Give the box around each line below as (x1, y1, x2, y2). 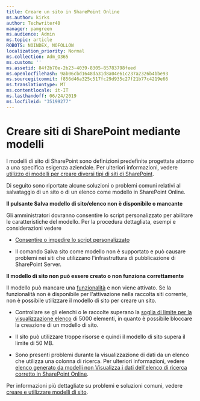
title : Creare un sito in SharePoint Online (6, 8, 120, 15)
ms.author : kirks (6, 14, 50, 21)
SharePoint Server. (14, 260, 62, 268)
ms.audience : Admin (6, 31, 55, 37)
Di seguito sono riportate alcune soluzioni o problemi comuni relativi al (6, 182, 181, 189)
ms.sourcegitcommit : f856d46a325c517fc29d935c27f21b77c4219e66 (6, 76, 169, 82)
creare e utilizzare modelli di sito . (6, 388, 89, 396)
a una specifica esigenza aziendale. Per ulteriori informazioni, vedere (6, 163, 178, 171)
